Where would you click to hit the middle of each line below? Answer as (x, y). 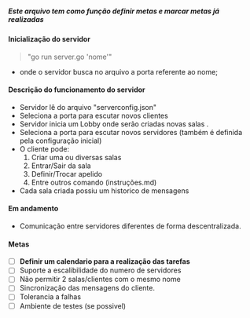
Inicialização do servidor (49, 38)
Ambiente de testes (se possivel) (73, 305)
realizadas (26, 19)
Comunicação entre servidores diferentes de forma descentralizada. (130, 226)
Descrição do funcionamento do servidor (77, 90)
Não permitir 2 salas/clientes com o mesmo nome (100, 280)
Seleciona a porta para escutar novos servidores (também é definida (131, 132)
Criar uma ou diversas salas (76, 157)
